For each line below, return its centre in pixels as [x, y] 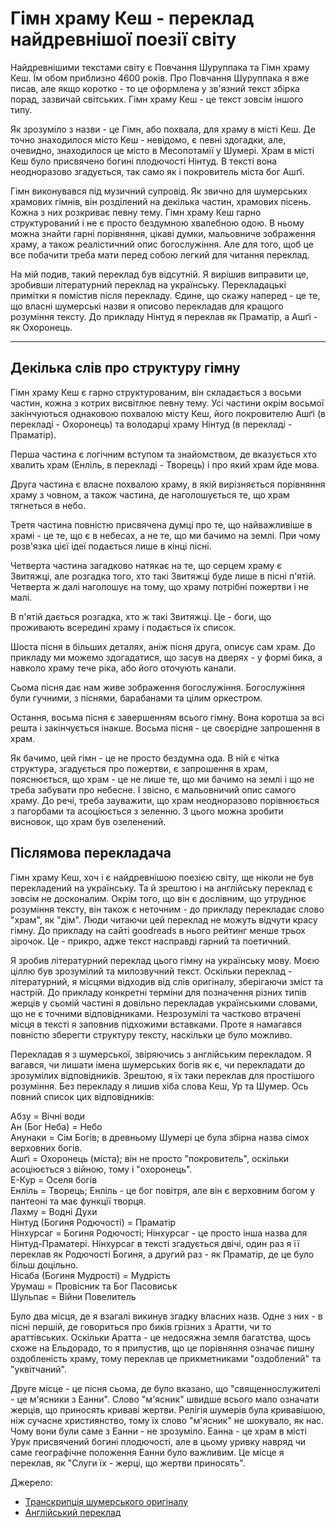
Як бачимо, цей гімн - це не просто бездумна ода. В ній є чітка [145, 758]
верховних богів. [46, 1148]
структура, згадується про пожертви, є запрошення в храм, [139, 768]
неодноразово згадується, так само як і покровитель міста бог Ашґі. [157, 171]
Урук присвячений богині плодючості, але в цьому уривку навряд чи [158, 1441]
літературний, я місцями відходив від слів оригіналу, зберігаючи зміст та [167, 981]
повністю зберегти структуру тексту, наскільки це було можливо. [151, 1034]
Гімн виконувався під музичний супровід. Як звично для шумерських [159, 191]
